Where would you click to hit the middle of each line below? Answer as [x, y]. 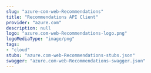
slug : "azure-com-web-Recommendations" [55, 11]
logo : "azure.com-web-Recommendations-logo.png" [67, 34]
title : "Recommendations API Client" [52, 17]
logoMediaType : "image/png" [41, 39]
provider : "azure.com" [34, 22]
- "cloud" [18, 50]
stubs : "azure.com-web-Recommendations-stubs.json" [71, 55]
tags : [13, 45]
